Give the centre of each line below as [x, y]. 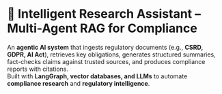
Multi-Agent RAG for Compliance [102, 28]
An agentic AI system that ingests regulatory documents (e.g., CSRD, [105, 47]
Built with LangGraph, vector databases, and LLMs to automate [97, 76]
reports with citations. [38, 69]
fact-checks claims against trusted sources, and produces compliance [106, 61]
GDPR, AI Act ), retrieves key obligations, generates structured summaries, [112, 54]
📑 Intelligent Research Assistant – [104, 14]
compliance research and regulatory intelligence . [79, 83]
